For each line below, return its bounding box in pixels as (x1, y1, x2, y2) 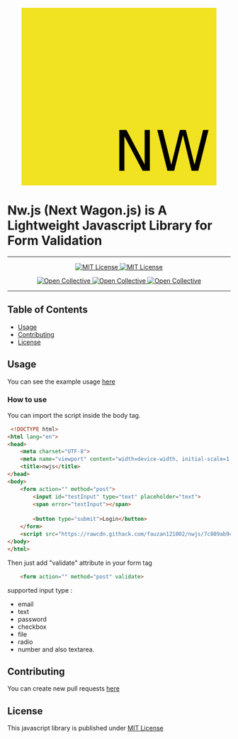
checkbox (17, 622, 47, 631)
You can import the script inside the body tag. (7, 411, 141, 419)
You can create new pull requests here (7, 684, 120, 693)
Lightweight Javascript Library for (7, 217, 212, 234)
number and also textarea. (17, 644, 95, 654)
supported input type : (7, 586, 73, 594)
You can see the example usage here (7, 377, 115, 386)
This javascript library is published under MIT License (7, 724, 164, 733)
